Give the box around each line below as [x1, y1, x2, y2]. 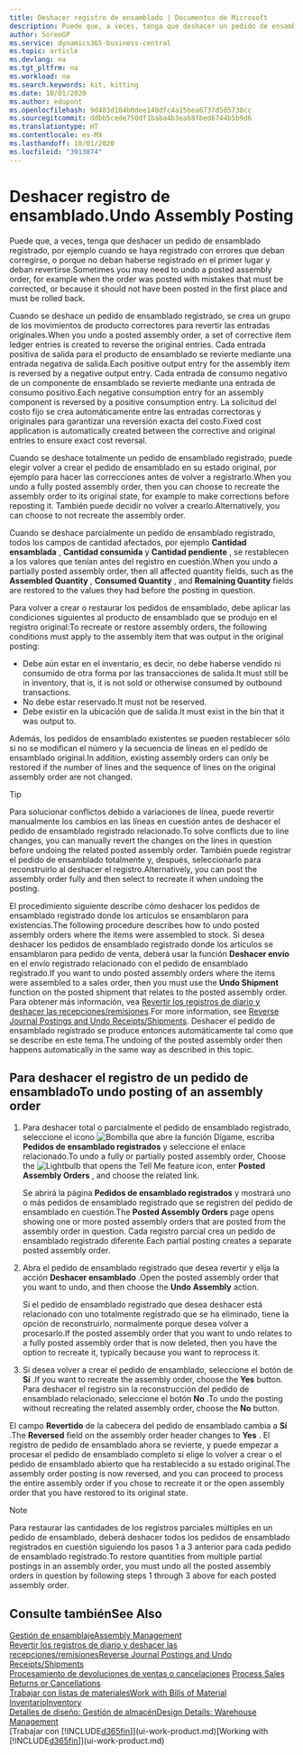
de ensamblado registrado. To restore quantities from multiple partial [9, 1551, 262, 1562]
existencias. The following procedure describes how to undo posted [9, 919, 260, 930]
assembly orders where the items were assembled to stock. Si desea [9, 929, 265, 940]
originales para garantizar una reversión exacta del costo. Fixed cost [9, 416, 262, 427]
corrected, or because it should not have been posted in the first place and [9, 283, 288, 294]
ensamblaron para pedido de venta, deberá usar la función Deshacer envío [9, 948, 290, 959]
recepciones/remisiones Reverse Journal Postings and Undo [9, 1649, 233, 1660]
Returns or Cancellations [9, 1678, 101, 1689]
